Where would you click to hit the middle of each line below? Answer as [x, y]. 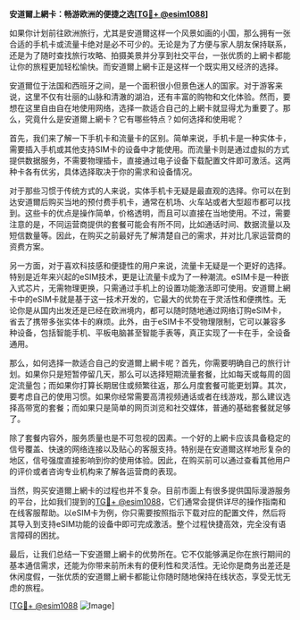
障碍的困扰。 [40, 535]
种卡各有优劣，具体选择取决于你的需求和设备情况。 [103, 172]
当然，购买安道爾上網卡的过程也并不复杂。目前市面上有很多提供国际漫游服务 [150, 490]
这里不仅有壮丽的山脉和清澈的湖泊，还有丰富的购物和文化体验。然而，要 [158, 97]
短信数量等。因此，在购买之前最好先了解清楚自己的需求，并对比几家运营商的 [150, 235]
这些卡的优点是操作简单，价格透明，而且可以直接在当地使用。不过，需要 [158, 213]
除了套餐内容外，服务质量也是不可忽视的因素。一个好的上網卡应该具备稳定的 [150, 438]
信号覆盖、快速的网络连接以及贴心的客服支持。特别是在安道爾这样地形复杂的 [150, 449]
